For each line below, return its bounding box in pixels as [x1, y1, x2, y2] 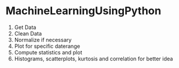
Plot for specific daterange [14, 43, 80, 50]
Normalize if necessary [14, 36, 72, 43]
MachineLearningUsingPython [5, 4, 162, 18]
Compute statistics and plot [14, 48, 83, 56]
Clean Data [14, 30, 43, 37]
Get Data [14, 24, 37, 31]
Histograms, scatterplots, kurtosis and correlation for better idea [14, 55, 173, 62]
